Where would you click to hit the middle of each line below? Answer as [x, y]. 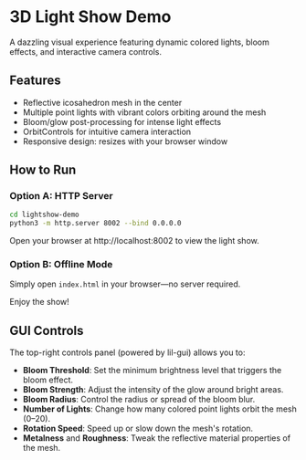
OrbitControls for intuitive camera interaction [107, 131]
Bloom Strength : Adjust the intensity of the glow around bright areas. [153, 390]
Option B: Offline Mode [61, 265]
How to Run [43, 170]
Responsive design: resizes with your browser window [125, 141]
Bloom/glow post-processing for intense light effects [122, 121]
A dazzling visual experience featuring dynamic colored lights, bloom [139, 42]
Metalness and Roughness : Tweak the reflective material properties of [156, 438]
